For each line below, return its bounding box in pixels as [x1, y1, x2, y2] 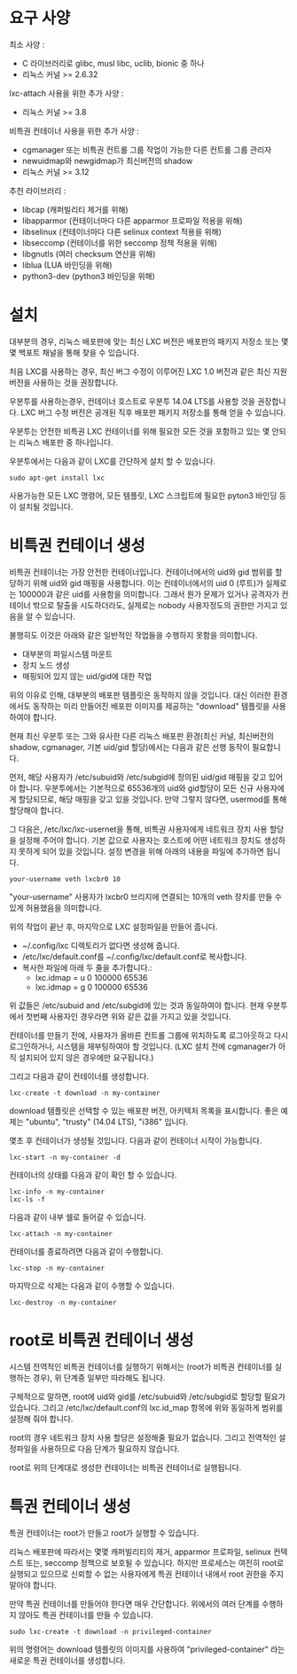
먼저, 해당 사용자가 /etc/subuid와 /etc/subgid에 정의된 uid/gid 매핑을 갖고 [9, 771, 267, 782]
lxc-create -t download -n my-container [9, 1088, 161, 1098]
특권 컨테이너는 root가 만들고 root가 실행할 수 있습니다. [9, 1527, 199, 1538]
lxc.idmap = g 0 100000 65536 [35, 982, 148, 992]
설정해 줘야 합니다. [9, 1413, 74, 1424]
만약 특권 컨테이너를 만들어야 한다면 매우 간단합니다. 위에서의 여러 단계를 [9, 1598, 260, 1609]
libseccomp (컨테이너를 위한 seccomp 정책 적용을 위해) [21, 237, 217, 248]
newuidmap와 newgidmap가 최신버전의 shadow [21, 155, 193, 166]
